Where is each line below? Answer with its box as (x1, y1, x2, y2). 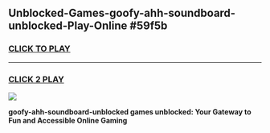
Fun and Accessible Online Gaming (8, 115, 128, 125)
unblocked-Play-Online (8, 19, 128, 33)
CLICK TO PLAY (8, 44, 71, 55)
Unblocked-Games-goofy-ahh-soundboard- (8, 6, 235, 20)
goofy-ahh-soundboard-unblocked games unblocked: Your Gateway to (8, 106, 252, 116)
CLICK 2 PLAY (8, 73, 64, 85)
